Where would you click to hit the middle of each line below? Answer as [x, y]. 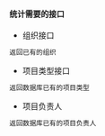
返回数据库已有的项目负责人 [53, 123]
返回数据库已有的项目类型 [49, 88]
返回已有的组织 [33, 53]
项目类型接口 [46, 71]
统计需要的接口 [37, 14]
